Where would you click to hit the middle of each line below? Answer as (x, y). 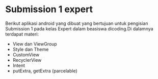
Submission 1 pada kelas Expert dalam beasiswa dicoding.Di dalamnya (80, 28)
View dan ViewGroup (35, 44)
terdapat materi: (22, 34)
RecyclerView (27, 60)
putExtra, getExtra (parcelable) (45, 71)
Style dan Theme (31, 49)
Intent (19, 65)
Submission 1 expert (49, 9)
